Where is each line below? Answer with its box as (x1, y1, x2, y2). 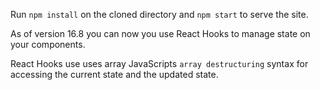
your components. (10, 39, 86, 50)
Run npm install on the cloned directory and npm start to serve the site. (10, 9, 309, 20)
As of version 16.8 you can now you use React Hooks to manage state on (10, 28, 311, 39)
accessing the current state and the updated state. (10, 69, 219, 80)
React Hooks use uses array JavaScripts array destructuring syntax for (10, 58, 309, 69)
